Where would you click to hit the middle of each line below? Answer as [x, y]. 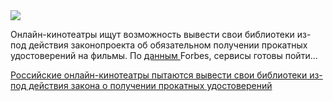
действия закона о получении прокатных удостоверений [150, 85]
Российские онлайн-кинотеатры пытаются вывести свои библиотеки [159, 75]
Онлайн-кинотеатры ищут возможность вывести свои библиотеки [152, 34]
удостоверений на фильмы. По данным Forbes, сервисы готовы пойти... [164, 55]
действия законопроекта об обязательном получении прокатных [168, 45]
